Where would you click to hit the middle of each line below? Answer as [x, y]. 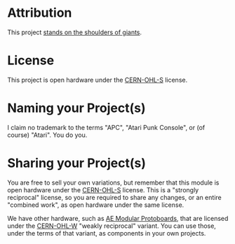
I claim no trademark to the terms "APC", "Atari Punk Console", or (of [106, 127]
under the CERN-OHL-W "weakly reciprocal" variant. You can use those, [112, 226]
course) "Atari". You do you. [47, 135]
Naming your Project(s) [76, 108]
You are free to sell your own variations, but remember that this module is [113, 182]
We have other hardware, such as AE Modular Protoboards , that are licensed [118, 218]
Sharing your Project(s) [76, 163]
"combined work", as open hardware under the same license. [96, 205]
